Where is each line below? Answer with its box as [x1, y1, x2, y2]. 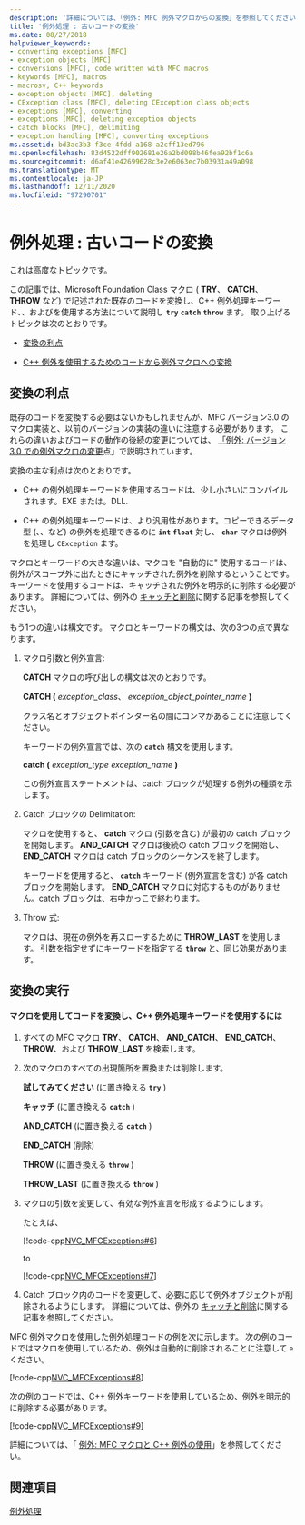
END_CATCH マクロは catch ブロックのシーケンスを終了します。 [22, 851, 264, 862]
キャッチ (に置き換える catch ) [22, 1101, 136, 1112]
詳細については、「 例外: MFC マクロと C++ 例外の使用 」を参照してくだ [9, 1440, 275, 1450]
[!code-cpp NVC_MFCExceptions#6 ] [22, 1235, 158, 1246]
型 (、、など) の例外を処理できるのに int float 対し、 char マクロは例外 [22, 526, 289, 537]
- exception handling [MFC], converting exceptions [9, 132, 209, 141]
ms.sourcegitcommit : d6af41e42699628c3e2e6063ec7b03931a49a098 [9, 156, 254, 166]
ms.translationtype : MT [9, 165, 100, 174]
